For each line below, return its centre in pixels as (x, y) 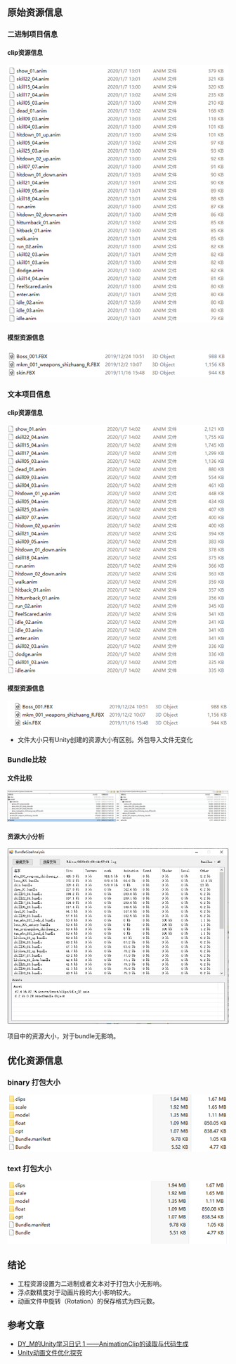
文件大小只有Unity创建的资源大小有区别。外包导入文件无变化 (105, 740)
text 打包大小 (29, 1168)
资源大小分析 (26, 836)
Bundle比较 (27, 760)
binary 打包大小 (34, 1082)
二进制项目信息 (33, 34)
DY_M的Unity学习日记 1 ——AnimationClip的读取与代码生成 (103, 1344)
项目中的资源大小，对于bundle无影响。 (64, 1036)
